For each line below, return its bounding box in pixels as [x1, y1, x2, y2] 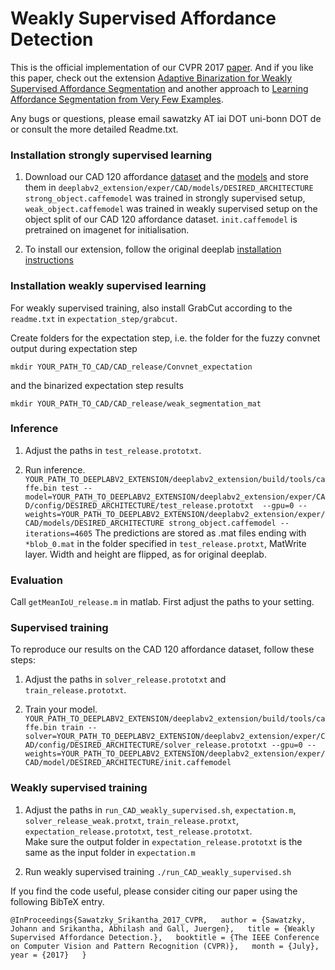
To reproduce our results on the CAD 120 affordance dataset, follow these [10, 643, 315, 656]
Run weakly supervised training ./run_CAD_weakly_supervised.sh [24, 865, 292, 877]
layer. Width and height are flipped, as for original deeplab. [24, 548, 267, 560]
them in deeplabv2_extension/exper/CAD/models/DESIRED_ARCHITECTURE [24, 182, 314, 194]
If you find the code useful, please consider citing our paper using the [10, 885, 298, 897]
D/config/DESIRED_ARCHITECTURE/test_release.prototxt [24, 500, 254, 511]
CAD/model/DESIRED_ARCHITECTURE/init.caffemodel [24, 758, 232, 768]
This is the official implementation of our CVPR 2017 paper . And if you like [10, 61, 314, 73]
